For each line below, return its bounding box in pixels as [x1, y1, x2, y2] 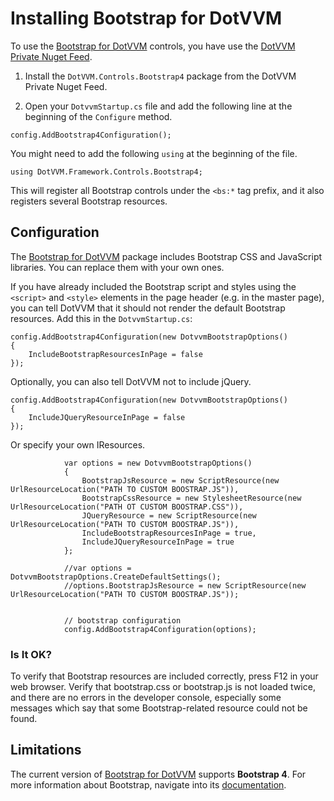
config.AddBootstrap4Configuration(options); [63, 624, 257, 634]
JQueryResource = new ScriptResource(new [81, 510, 257, 521]
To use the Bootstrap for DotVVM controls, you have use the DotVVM [10, 40, 296, 52]
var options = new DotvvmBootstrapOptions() [63, 458, 253, 468]
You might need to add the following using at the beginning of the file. [10, 147, 298, 159]
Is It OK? [10, 647, 52, 661]
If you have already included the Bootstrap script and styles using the [10, 280, 297, 292]
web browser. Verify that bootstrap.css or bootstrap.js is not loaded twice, [10, 681, 316, 693]
